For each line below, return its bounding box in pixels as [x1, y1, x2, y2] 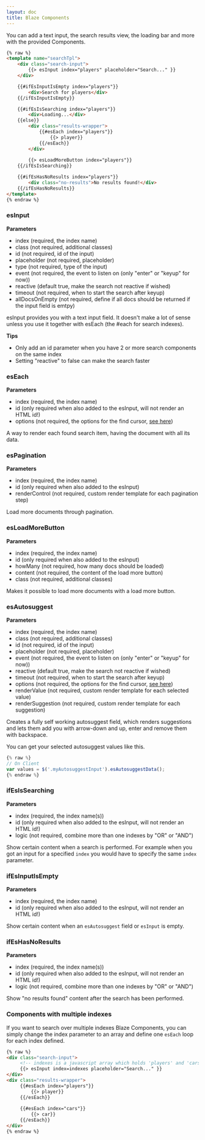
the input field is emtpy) [15, 302, 75, 309]
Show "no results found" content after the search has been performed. [6, 995, 184, 1002]
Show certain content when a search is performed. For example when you [6, 843, 193, 851]
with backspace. [6, 731, 48, 738]
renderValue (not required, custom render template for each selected [15, 687, 189, 694]
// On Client [6, 760, 40, 767]
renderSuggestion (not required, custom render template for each [15, 699, 181, 707]
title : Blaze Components [6, 15, 70, 21]
